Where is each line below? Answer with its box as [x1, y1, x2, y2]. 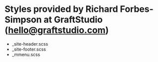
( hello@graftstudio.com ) [4, 25, 109, 36]
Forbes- [120, 3, 154, 15]
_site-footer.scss [11, 46, 46, 52]
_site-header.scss [11, 41, 48, 47]
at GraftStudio [44, 14, 103, 25]
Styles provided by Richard [4, 3, 118, 15]
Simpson [4, 14, 42, 25]
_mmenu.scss [11, 51, 41, 58]
